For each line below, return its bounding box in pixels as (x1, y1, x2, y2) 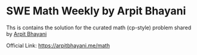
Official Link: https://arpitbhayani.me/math (6, 42, 110, 49)
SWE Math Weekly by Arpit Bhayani (6, 4, 186, 18)
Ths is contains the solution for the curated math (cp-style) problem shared (6, 24, 192, 31)
